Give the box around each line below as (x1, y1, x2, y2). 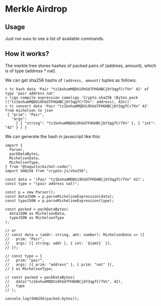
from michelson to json (5, 108, 54, 113)
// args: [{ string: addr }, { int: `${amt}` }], (5, 241, 112, 246)
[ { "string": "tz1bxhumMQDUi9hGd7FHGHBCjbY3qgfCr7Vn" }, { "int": (16, 121, 156, 126)
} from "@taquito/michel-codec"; (5, 164, 73, 169)
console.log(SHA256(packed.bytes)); (5, 296, 79, 301)
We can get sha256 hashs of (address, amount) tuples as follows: (5, 77, 137, 83)
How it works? (5, 50, 50, 58)
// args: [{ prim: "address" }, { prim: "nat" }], (5, 262, 114, 267)
